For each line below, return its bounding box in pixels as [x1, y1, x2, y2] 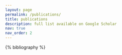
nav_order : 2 [5, 30, 32, 35]
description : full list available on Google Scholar [5, 21, 117, 26]
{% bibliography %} [5, 44, 46, 50]
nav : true [5, 26, 26, 31]
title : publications [5, 16, 48, 21]
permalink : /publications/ [5, 12, 61, 17]
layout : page [5, 7, 32, 12]
